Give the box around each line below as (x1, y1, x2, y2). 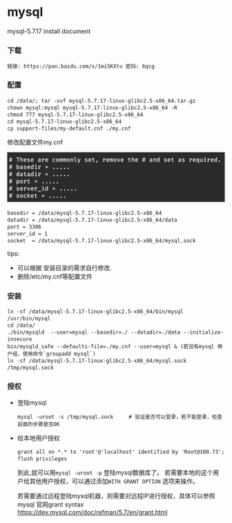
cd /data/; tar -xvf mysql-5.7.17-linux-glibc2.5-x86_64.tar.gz (7, 97, 196, 104)
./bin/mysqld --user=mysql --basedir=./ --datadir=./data (7, 329, 181, 336)
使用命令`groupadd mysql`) (22, 350, 96, 357)
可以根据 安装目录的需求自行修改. (17, 263, 112, 272)
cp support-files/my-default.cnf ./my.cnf (7, 125, 131, 132)
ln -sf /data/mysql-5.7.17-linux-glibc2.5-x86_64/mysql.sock (7, 357, 187, 364)
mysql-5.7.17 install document (7, 27, 91, 35)
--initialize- (183, 329, 224, 336)
